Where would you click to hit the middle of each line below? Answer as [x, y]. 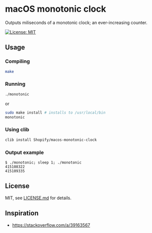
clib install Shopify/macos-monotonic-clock [51, 140]
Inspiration [22, 213]
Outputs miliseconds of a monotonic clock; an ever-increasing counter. [76, 23]
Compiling [18, 61]
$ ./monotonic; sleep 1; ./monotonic [43, 163]
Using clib [17, 130]
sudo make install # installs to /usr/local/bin [55, 113]
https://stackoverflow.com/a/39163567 [51, 225]
